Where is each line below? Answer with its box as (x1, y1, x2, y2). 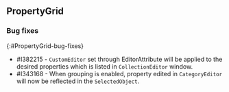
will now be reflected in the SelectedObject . (16, 77, 140, 85)
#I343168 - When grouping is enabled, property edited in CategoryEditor (16, 69, 223, 78)
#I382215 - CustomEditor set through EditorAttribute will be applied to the (16, 55, 223, 63)
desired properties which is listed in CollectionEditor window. (16, 62, 193, 71)
